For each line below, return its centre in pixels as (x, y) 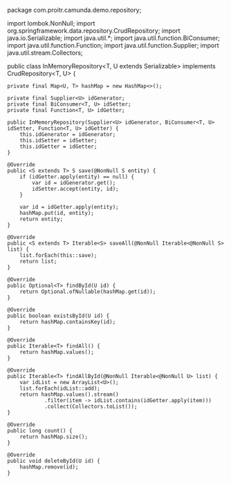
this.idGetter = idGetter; (58, 146)
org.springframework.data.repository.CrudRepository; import (94, 31)
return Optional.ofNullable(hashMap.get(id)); (88, 292)
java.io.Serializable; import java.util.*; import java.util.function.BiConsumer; (113, 38)
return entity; (41, 219)
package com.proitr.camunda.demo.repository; (74, 10)
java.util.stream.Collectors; (45, 53)
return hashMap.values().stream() (69, 395)
